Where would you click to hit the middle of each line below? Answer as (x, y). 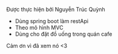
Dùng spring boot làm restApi (52, 21)
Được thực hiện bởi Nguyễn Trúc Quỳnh (56, 9)
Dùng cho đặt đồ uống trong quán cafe (64, 34)
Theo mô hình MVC (39, 28)
